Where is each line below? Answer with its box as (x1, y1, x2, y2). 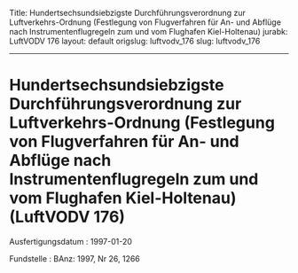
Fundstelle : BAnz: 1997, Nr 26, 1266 (9, 253, 140, 264)
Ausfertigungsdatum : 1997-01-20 (9, 236, 133, 246)
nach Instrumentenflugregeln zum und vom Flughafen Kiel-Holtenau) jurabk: (9, 27, 288, 36)
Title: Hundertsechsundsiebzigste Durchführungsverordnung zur (9, 8, 247, 18)
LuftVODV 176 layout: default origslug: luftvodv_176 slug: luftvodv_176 (9, 35, 261, 46)
